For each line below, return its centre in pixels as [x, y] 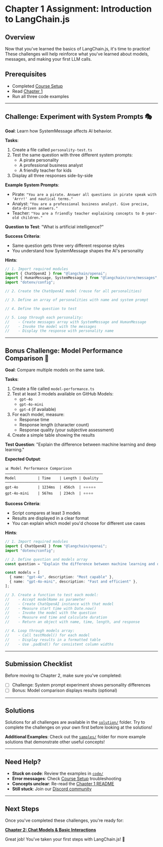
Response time [34, 420]
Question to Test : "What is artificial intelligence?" [55, 227]
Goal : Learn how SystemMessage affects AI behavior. [59, 131]
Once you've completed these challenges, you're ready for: [64, 820]
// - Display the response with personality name [59, 331]
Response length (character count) [54, 425]
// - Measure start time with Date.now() [51, 608]
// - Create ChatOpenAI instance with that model [59, 604]
